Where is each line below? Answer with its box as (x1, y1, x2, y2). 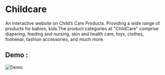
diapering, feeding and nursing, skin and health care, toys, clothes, (5, 31, 144, 37)
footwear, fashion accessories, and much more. (5, 36, 104, 42)
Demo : (5, 51, 28, 59)
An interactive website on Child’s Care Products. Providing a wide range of (5, 20, 160, 26)
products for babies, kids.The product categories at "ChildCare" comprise (5, 25, 159, 31)
